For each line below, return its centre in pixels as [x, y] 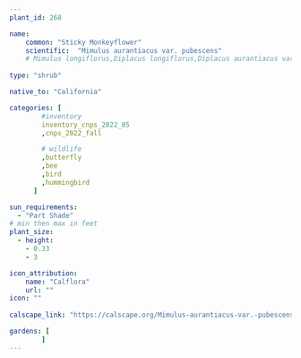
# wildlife [62, 149]
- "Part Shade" [46, 215]
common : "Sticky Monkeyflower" [84, 42]
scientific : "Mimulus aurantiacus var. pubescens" [124, 50]
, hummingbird [66, 182]
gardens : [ [30, 331]
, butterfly [62, 158]
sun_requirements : [43, 207]
